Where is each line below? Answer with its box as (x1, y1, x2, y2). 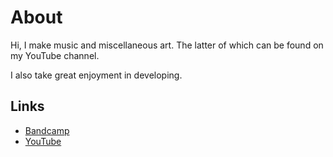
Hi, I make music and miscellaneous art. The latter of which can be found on (10, 39, 324, 51)
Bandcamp (24, 124, 70, 136)
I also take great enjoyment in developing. (10, 69, 183, 81)
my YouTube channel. (10, 49, 100, 61)
